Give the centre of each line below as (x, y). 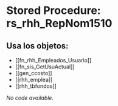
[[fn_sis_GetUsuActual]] (45, 67)
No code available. (30, 98)
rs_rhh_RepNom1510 (59, 23)
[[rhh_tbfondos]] (36, 86)
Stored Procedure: (54, 11)
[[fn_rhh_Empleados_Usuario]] (53, 60)
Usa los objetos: (37, 46)
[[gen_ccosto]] (33, 73)
